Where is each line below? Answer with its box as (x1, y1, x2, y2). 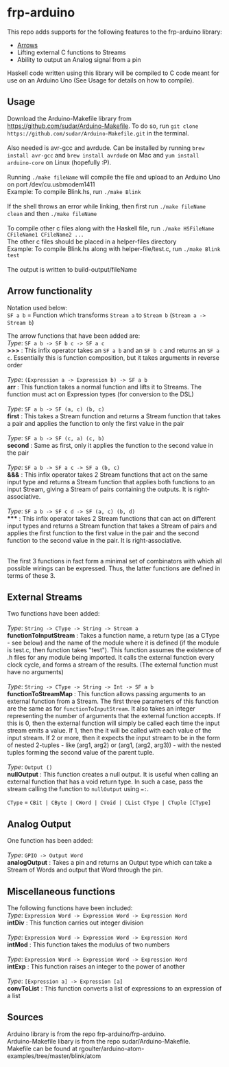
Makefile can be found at (7, 1044, 77, 1053)
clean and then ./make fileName (7, 209, 97, 217)
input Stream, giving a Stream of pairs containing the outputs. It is (7, 485, 193, 493)
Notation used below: (7, 303, 68, 312)
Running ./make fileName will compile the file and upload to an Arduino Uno (7, 173, 221, 181)
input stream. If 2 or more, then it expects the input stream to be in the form (7, 734, 221, 742)
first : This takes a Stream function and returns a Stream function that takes (7, 411, 221, 420)
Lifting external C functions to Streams (16, 48, 126, 56)
